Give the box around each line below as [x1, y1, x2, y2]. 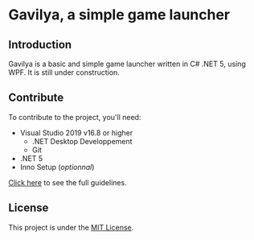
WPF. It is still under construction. [8, 68, 121, 77]
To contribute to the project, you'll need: [8, 112, 141, 122]
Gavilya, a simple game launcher [8, 6, 231, 24]
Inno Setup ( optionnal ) [19, 162, 95, 172]
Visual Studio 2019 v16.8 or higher [19, 127, 133, 138]
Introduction [8, 38, 72, 52]
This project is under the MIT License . [8, 222, 134, 232]
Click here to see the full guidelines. [8, 177, 127, 187]
